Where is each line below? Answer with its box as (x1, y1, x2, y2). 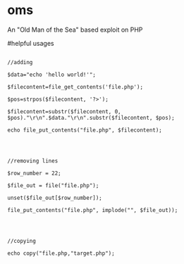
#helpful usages (7, 39, 54, 47)
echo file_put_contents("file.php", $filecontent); (7, 126, 162, 134)
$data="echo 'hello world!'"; (7, 71, 97, 78)
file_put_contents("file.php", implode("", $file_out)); (7, 206, 178, 213)
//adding (7, 58, 33, 65)
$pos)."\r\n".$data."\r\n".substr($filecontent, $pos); (7, 114, 175, 121)
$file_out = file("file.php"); (7, 182, 99, 189)
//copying (7, 237, 37, 244)
